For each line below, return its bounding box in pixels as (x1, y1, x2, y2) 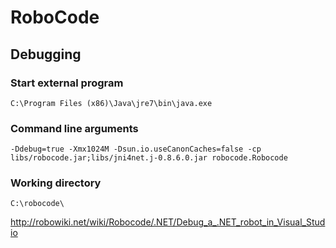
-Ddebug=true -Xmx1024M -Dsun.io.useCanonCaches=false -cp (10, 144, 262, 155)
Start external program (10, 76, 124, 90)
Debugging (10, 46, 82, 63)
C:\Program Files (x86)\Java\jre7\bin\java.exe (10, 98, 213, 108)
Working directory (10, 176, 102, 190)
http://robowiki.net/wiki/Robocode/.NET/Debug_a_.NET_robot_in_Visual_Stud (10, 216, 326, 228)
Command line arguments (10, 121, 139, 135)
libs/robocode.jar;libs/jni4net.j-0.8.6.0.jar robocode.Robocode (10, 153, 288, 163)
